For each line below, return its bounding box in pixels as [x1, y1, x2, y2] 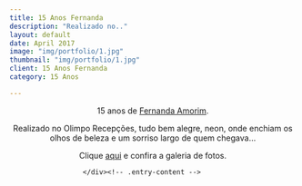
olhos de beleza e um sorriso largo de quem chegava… [49, 132, 257, 143]
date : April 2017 [9, 38, 75, 48]
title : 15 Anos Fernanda [9, 13, 104, 23]
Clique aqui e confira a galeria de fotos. [78, 150, 227, 161]
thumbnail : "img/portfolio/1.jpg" [9, 55, 141, 64]
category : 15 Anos [9, 73, 79, 82]
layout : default [9, 30, 71, 39]
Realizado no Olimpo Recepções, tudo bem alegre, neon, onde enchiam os [13, 122, 293, 133]
